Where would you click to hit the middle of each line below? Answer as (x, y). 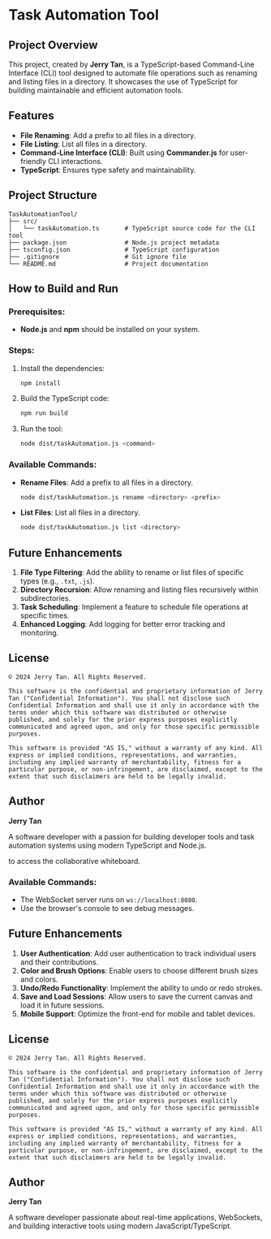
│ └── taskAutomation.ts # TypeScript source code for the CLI (132, 228)
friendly (33, 161)
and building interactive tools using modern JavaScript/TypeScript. (120, 1226)
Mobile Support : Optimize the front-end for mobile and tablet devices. (138, 1013)
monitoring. (39, 633)
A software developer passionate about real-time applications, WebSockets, (135, 1217)
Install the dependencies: (62, 368)
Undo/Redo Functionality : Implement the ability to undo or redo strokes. (141, 987)
